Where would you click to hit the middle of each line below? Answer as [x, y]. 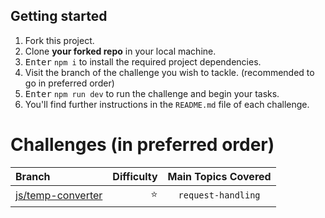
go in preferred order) [69, 83]
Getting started [59, 16]
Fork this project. [59, 40]
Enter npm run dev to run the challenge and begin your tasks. [152, 93]
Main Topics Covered [219, 176]
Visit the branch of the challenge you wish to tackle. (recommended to [169, 72]
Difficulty [135, 176]
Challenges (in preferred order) [142, 145]
